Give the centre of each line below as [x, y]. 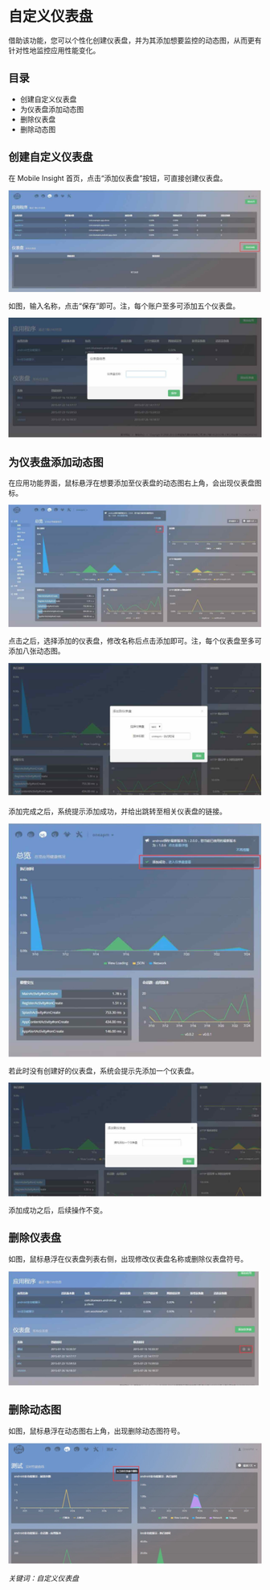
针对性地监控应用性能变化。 [54, 50]
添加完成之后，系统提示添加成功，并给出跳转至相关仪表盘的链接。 [117, 811]
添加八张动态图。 [37, 651]
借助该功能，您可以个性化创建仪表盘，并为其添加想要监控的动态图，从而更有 [135, 40]
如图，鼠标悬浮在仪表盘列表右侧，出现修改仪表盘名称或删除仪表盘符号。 [128, 1258]
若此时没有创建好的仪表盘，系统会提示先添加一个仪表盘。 [103, 1070]
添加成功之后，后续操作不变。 [57, 1210]
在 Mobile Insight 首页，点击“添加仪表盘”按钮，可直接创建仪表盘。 [118, 178]
